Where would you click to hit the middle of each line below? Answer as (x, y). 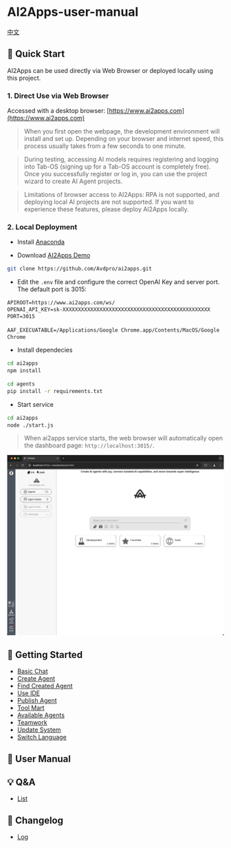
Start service (35, 404)
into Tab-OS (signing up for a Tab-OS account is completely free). (117, 167)
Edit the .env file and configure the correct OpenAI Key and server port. (118, 282)
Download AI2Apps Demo (54, 255)
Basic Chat (32, 671)
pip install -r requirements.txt (55, 391)
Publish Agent (37, 701)
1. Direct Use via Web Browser (58, 96)
